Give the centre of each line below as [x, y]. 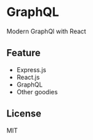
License [24, 114]
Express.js [31, 69]
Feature [24, 53]
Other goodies [37, 91]
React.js [28, 77]
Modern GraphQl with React [46, 31]
